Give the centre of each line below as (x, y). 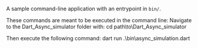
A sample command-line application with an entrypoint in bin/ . (84, 9)
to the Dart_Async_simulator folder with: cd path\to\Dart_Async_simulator (97, 27)
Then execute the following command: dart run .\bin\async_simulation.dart (98, 38)
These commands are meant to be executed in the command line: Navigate (99, 20)
